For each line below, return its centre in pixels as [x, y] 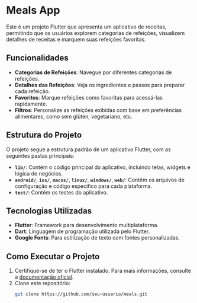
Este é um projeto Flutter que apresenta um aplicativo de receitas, [86, 27]
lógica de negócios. [39, 173]
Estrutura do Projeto [44, 135]
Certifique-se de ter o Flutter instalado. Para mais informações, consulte [103, 271]
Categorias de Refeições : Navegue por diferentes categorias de [93, 72]
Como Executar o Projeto [53, 256]
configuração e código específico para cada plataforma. [83, 186]
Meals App [33, 10]
